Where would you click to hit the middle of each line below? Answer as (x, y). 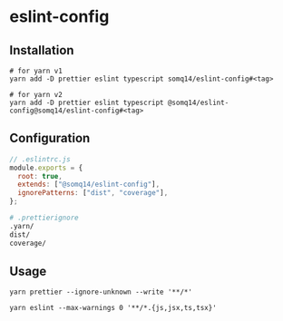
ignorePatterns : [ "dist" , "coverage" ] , (93, 193)
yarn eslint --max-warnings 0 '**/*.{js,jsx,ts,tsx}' (113, 308)
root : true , (40, 176)
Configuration (50, 138)
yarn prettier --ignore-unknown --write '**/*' (101, 292)
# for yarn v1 (36, 71)
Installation (42, 50)
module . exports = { (46, 168)
